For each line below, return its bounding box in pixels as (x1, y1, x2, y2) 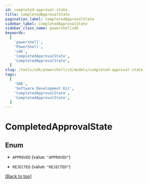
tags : (5, 72, 16, 77)
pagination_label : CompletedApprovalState (5, 16, 94, 21)
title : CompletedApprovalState (5, 12, 70, 17)
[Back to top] (5, 174, 32, 180)
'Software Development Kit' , (14, 86, 74, 91)
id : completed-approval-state (5, 7, 68, 12)
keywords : (5, 30, 26, 35)
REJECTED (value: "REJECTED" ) (12, 164, 71, 170)
